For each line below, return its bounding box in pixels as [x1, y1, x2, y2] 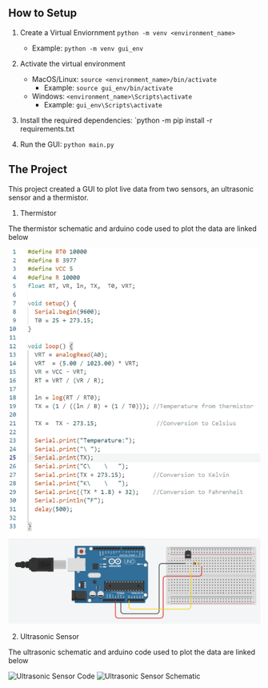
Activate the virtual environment [19, 59, 126, 68]
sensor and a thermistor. [8, 192, 90, 202]
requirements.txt [19, 123, 75, 133]
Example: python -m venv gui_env [31, 43, 144, 53]
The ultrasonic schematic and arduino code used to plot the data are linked [8, 647, 256, 657]
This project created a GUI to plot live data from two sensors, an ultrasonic [8, 184, 254, 193]
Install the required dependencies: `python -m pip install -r [19, 115, 213, 125]
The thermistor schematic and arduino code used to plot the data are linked [8, 224, 258, 233]
